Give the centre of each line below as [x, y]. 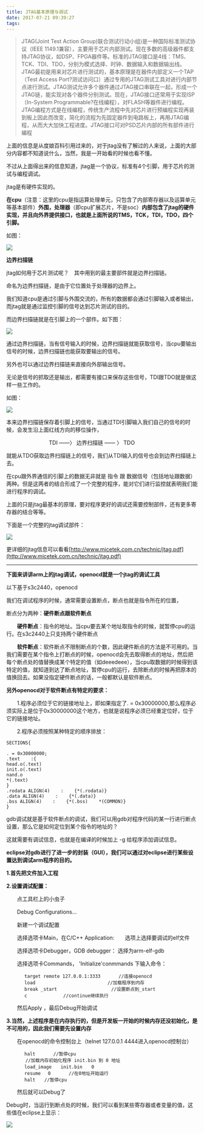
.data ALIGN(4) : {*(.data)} [51, 796]
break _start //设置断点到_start [90, 990]
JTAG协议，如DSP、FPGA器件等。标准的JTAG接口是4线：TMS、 [108, 57]
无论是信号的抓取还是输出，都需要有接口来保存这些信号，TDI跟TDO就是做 [99, 377]
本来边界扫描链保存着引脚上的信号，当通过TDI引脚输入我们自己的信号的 [96, 422]
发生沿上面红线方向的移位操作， [62, 430]
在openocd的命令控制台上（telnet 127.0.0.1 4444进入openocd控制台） [104, 1041]
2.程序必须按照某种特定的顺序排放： [62, 731]
